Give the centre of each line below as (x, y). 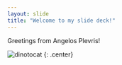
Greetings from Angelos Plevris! (54, 40)
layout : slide (28, 14)
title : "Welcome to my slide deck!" (61, 20)
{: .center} (59, 54)
